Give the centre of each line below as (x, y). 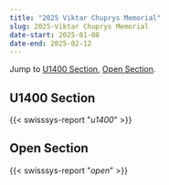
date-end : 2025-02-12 (51, 43)
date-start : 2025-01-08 (55, 35)
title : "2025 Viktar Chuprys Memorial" (85, 18)
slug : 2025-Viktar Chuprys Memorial (79, 26)
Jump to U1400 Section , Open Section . (83, 69)
